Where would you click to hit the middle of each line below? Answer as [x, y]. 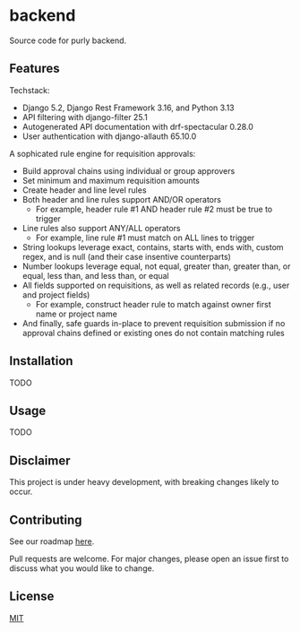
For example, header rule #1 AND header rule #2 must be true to [154, 209]
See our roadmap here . [52, 541]
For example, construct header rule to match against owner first [153, 304]
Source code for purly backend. [68, 40]
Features [34, 69]
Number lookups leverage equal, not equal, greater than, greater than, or [156, 266]
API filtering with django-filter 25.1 [85, 117]
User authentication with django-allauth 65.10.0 [109, 136]
